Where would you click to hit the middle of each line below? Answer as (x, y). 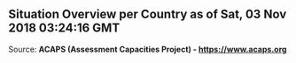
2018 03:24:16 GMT (64, 28)
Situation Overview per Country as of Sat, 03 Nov (148, 14)
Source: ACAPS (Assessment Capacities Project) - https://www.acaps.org (148, 49)
